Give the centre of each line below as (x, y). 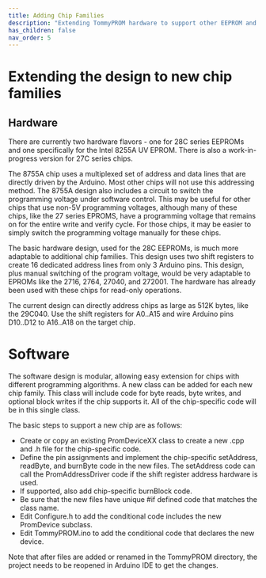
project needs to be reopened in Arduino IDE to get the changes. (114, 565)
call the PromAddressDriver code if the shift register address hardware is (139, 474)
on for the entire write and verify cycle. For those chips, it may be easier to (130, 224)
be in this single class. (44, 410)
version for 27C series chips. (86, 158)
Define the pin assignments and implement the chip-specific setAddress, (139, 458)
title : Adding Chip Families (56, 15)
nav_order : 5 (30, 38)
